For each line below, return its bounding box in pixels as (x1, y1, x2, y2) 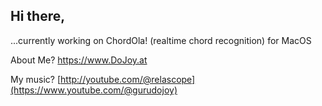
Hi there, (10, 8, 66, 25)
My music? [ (10, 73, 62, 85)
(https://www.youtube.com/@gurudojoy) (10, 84, 178, 96)
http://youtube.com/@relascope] (60, 73, 196, 85)
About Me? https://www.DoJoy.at (10, 54, 148, 66)
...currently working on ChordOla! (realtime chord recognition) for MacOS (10, 34, 312, 46)
